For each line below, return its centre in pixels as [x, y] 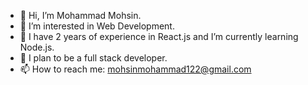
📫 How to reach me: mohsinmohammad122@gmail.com [135, 69]
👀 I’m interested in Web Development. [97, 26]
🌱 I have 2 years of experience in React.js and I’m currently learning [159, 36]
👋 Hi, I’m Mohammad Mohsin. [80, 15]
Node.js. [37, 47]
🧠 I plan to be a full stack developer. [93, 58]
